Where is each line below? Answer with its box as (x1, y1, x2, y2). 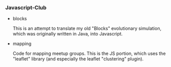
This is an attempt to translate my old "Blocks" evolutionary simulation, (12, 25, 162, 31)
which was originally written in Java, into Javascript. (12, 31, 123, 37)
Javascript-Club (5, 4, 47, 11)
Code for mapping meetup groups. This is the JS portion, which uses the (12, 50, 166, 57)
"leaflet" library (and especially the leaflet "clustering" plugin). (12, 56, 144, 62)
